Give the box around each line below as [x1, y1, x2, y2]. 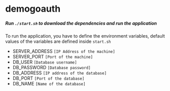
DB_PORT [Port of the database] [12, 75, 85, 81]
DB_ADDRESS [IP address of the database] [12, 70, 107, 76]
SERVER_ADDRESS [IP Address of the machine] [12, 48, 115, 54]
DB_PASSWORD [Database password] [12, 65, 91, 71]
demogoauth [5, 3, 61, 15]
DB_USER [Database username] [12, 59, 77, 65]
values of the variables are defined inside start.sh [5, 39, 111, 45]
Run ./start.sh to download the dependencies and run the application [5, 20, 157, 26]
